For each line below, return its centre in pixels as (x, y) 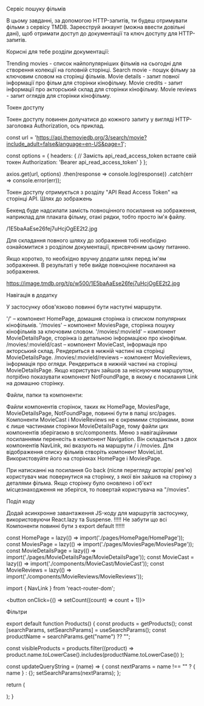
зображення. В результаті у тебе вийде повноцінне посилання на (91, 265)
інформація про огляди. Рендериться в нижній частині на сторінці (92, 364)
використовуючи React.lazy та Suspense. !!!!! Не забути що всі (87, 519)
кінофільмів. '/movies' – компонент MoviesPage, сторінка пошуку (90, 325)
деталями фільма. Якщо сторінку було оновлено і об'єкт (79, 483)
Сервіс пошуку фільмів (36, 9)
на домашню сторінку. (36, 383)
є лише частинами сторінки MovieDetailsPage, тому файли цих (87, 426)
